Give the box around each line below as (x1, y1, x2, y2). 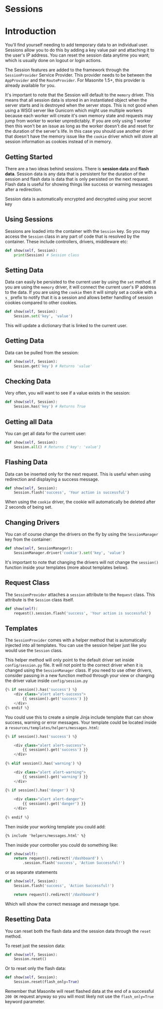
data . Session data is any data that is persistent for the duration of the (5, 171, 145, 177)
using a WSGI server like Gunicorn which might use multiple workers (5, 107, 143, 113)
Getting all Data (5, 417, 53, 426)
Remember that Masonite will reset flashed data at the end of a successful (5, 988, 154, 994)
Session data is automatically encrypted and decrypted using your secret (5, 196, 152, 202)
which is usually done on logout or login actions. (5, 58, 102, 63)
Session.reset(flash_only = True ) (14, 980, 79, 985)
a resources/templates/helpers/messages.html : (5, 724, 100, 730)
